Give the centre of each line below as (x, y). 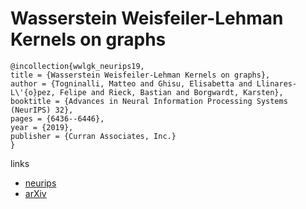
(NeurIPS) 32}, (42, 110)
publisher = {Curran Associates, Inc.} (93, 136)
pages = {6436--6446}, (57, 118)
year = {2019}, (42, 127)
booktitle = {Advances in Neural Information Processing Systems (149, 101)
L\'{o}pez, (33, 92)
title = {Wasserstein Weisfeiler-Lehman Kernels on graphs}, (140, 75)
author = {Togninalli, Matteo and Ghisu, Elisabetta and (131, 83)
